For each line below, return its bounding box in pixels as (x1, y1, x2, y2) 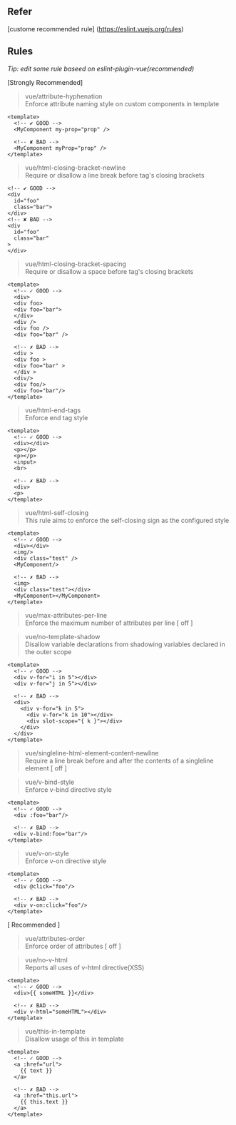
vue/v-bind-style (24, 778, 75, 786)
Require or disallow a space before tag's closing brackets (24, 267, 194, 275)
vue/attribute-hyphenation (24, 92, 103, 101)
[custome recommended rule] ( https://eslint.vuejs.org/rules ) (7, 24, 184, 33)
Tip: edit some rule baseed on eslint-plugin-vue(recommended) (7, 64, 195, 73)
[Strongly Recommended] (7, 78, 83, 86)
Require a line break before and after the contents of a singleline (24, 756, 214, 765)
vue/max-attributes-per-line (24, 611, 108, 619)
